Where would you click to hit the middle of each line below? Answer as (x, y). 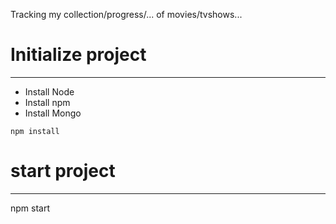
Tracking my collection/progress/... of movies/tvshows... (126, 14)
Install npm (47, 102)
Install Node (49, 91)
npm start (30, 208)
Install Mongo (53, 113)
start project (63, 171)
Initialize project (78, 55)
